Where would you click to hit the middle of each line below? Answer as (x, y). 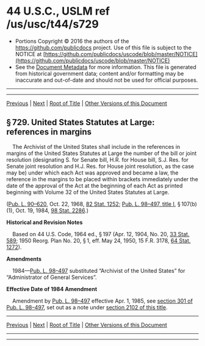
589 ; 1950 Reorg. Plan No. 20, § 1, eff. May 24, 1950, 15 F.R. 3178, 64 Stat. (99, 240)
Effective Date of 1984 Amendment (52, 289)
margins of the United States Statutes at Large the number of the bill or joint (102, 153)
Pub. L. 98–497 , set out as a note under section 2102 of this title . (87, 307)
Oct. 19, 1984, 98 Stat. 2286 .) (52, 210)
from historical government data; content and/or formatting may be (99, 73)
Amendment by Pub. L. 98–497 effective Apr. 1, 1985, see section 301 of (103, 301)
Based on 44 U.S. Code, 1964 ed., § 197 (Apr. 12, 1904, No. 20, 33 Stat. (101, 234)
